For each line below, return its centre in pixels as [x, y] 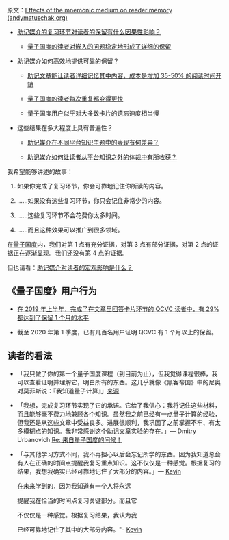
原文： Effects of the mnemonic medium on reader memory [90, 10]
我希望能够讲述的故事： [40, 171]
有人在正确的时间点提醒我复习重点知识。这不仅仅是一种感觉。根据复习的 [119, 463]
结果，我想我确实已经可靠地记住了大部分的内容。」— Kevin [99, 471]
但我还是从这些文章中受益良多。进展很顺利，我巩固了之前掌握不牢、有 [116, 422]
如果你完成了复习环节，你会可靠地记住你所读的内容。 [92, 186]
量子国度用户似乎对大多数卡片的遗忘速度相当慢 [93, 113]
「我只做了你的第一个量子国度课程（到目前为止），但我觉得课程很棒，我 [117, 373]
